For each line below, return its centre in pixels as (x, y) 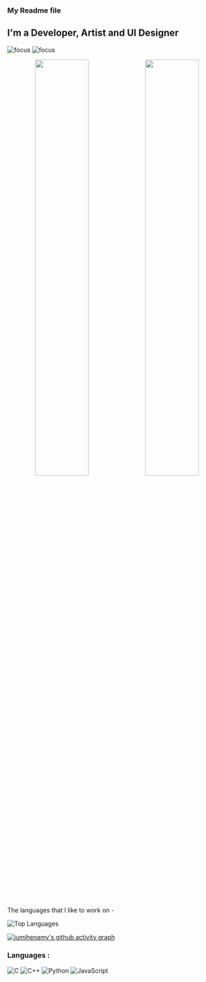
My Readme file (34, 10)
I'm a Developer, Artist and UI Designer (93, 33)
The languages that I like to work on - (61, 910)
